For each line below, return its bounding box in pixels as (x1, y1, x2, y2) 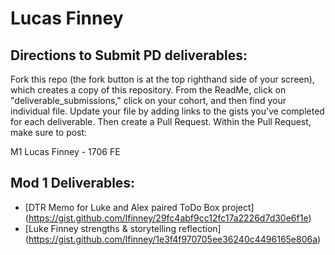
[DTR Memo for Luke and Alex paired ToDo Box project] (24, 201, 255, 213)
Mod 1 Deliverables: (10, 175, 136, 192)
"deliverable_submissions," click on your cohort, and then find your (10, 95, 287, 106)
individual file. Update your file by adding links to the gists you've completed (10, 105, 325, 117)
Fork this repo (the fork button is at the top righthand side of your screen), (10, 73, 315, 85)
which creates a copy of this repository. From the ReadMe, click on (10, 84, 287, 96)
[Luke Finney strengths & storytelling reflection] (24, 222, 222, 234)
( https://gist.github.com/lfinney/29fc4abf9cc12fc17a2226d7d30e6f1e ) (24, 212, 312, 224)
